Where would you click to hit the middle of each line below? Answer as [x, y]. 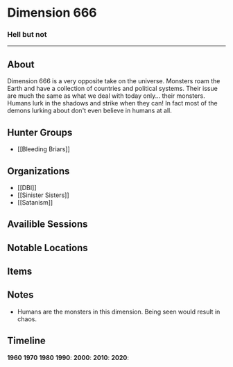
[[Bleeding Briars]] [44, 149]
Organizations [38, 171]
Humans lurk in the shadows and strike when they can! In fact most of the [112, 103]
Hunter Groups [40, 132]
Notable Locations [48, 248]
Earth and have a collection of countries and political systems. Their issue [113, 89]
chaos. [27, 319]
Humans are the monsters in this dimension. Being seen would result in [119, 311]
